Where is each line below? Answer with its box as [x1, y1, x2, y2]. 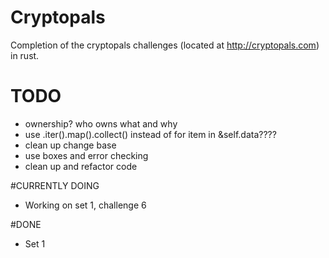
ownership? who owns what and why [24, 117, 178, 130]
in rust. [10, 49, 40, 61]
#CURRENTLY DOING [10, 179, 100, 191]
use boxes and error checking [24, 149, 149, 161]
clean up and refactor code [24, 160, 138, 172]
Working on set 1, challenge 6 [24, 199, 147, 211]
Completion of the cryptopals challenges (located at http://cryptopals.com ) [10, 39, 320, 51]
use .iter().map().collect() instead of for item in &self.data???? [24, 128, 277, 140]
